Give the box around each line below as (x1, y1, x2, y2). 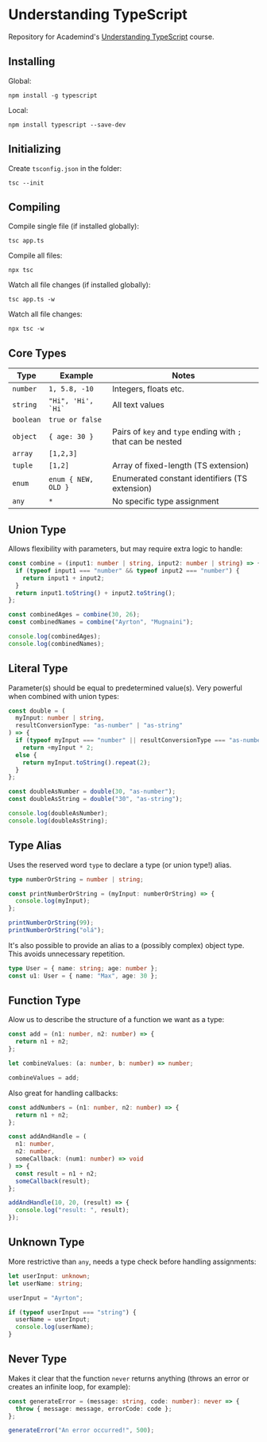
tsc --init (8, 179, 44, 187)
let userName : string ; (8, 1279, 83, 1288)
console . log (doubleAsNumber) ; (8, 810, 109, 818)
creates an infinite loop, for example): (8, 1382, 131, 1391)
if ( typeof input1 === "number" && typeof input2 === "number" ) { (15, 566, 240, 574)
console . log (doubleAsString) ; (8, 817, 109, 825)
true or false (48, 415, 102, 425)
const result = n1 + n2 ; (15, 1169, 98, 1178)
